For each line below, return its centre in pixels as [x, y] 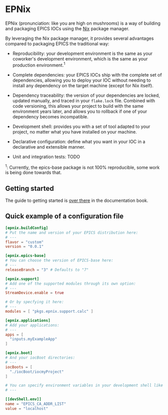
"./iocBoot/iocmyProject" [37, 372]
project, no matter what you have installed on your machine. [75, 131]
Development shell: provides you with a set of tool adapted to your [81, 126]
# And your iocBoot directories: [40, 358]
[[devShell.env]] [23, 399]
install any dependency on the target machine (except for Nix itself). [83, 85]
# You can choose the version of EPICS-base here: [59, 260]
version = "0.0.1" [24, 247]
